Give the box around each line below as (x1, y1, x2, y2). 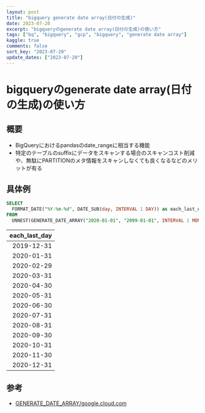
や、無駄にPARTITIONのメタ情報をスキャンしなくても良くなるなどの (15, 156, 187, 164)
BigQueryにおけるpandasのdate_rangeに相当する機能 (15, 141, 151, 148)
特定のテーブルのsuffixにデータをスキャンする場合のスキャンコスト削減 (15, 149, 195, 156)
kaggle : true (6, 37, 40, 43)
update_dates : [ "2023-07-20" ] (6, 54, 84, 60)
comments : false (6, 43, 48, 49)
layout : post (6, 9, 40, 15)
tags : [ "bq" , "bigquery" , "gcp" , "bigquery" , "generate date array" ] (6, 32, 187, 38)
